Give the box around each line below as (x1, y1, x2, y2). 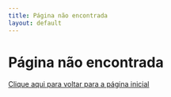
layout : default (8, 19, 62, 27)
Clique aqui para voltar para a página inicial (8, 80, 150, 89)
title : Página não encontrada (8, 11, 108, 20)
